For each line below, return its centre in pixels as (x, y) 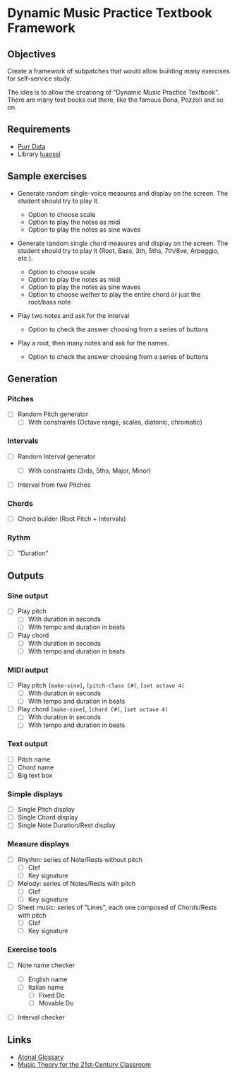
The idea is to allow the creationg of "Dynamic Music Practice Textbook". (114, 92)
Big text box (35, 775)
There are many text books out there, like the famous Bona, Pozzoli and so (115, 100)
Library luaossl (39, 154)
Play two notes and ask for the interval (73, 315)
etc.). (25, 258)
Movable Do (56, 1003)
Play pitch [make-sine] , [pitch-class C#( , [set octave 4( (101, 685)
